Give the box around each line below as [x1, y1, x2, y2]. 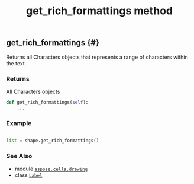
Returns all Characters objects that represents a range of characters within [6, 53, 188, 61]
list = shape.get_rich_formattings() [6, 138, 99, 144]
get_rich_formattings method [25, 4, 173, 18]
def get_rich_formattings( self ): [6, 99, 89, 105]
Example [6, 119, 32, 127]
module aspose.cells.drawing [14, 165, 88, 173]
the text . [6, 59, 28, 66]
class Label [14, 172, 43, 179]
